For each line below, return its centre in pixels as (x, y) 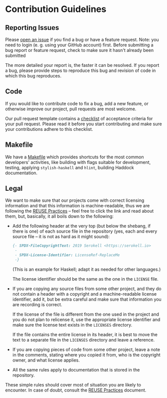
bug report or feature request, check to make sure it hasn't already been (79, 50)
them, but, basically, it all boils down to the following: (59, 216)
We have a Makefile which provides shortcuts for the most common (75, 157)
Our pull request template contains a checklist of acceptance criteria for (79, 118)
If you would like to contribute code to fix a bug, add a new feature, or (77, 103)
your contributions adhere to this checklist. (49, 129)
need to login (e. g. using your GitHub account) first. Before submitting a (79, 45)
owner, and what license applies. (46, 360)
